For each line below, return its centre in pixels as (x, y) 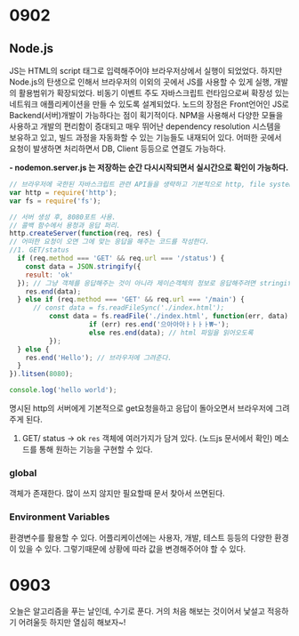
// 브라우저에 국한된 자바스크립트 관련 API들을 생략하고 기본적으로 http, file (137, 184)
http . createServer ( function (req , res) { (85, 233)
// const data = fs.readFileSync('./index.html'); (129, 308)
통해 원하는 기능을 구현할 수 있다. (96, 449)
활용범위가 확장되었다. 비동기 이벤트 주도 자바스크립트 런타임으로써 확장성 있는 (154, 93)
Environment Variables (60, 517)
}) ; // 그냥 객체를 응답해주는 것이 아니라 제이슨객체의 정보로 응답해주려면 (137, 283)
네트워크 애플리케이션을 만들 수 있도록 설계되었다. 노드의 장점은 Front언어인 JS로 (149, 104)
